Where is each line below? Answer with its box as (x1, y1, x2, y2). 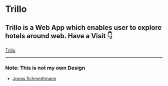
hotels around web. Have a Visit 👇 (5, 31, 113, 40)
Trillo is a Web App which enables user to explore (5, 23, 162, 32)
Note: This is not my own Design (5, 64, 85, 71)
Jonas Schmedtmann (12, 76, 56, 82)
